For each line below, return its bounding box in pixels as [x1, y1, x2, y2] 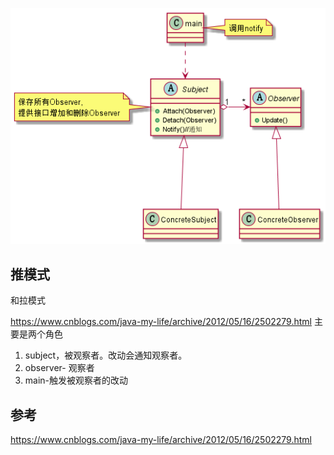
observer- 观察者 [24, 362, 95, 374]
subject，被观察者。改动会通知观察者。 [24, 349, 188, 362]
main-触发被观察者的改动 [24, 374, 129, 387]
